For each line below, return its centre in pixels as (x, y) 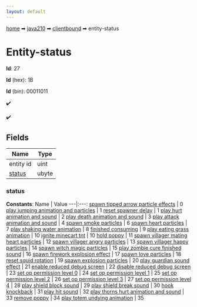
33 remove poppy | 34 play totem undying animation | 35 (75, 298)
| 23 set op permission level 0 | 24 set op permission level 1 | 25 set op (92, 273)
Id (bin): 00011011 (27, 91)
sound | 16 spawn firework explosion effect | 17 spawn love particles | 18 (94, 254)
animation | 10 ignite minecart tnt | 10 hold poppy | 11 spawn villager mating (97, 235)
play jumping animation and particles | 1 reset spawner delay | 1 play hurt (94, 210)
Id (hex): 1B (20, 79)
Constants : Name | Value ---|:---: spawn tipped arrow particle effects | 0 (95, 204)
